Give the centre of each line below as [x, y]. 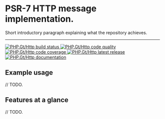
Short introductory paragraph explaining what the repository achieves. [76, 32]
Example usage [29, 73]
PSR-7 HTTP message [51, 9]
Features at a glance [37, 100]
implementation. [40, 19]
